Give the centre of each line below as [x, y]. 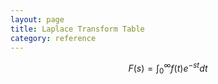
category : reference [53, 38]
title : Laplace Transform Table [77, 29]
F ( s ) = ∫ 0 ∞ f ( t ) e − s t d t [168, 68]
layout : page [37, 19]
